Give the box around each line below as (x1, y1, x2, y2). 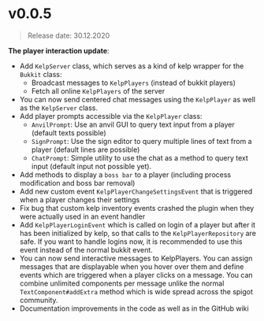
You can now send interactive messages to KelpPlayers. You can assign (19, 253, 253, 263)
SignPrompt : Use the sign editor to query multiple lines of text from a (31, 136, 252, 146)
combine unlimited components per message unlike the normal (19, 279, 225, 288)
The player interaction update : (8, 46, 110, 55)
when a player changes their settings (19, 194, 140, 205)
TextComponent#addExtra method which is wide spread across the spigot (19, 286, 254, 296)
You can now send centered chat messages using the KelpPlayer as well (19, 94, 256, 104)
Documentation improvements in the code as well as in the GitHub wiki (19, 304, 250, 313)
